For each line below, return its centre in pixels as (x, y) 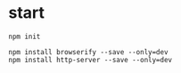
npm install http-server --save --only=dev (90, 60)
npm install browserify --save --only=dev (88, 52)
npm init (25, 36)
